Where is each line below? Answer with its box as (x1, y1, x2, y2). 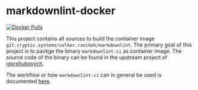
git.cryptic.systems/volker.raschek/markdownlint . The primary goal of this (6, 41, 192, 48)
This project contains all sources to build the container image (6, 35, 155, 42)
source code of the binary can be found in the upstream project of (6, 54, 167, 61)
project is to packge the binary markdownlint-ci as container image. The (6, 47, 182, 54)
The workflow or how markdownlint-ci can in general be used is (6, 71, 162, 78)
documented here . (6, 78, 51, 85)
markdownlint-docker (6, 4, 116, 18)
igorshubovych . (6, 60, 44, 67)
